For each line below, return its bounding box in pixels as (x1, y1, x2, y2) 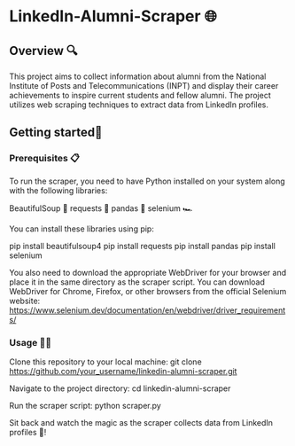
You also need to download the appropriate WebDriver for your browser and (9, 267, 287, 278)
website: (9, 295, 41, 306)
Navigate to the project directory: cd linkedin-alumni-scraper (9, 383, 231, 394)
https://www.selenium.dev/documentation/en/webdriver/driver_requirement (9, 304, 286, 316)
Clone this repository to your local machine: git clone (9, 356, 202, 367)
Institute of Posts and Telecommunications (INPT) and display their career (9, 81, 279, 90)
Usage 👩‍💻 (9, 336, 52, 348)
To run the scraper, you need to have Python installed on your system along (9, 176, 285, 186)
